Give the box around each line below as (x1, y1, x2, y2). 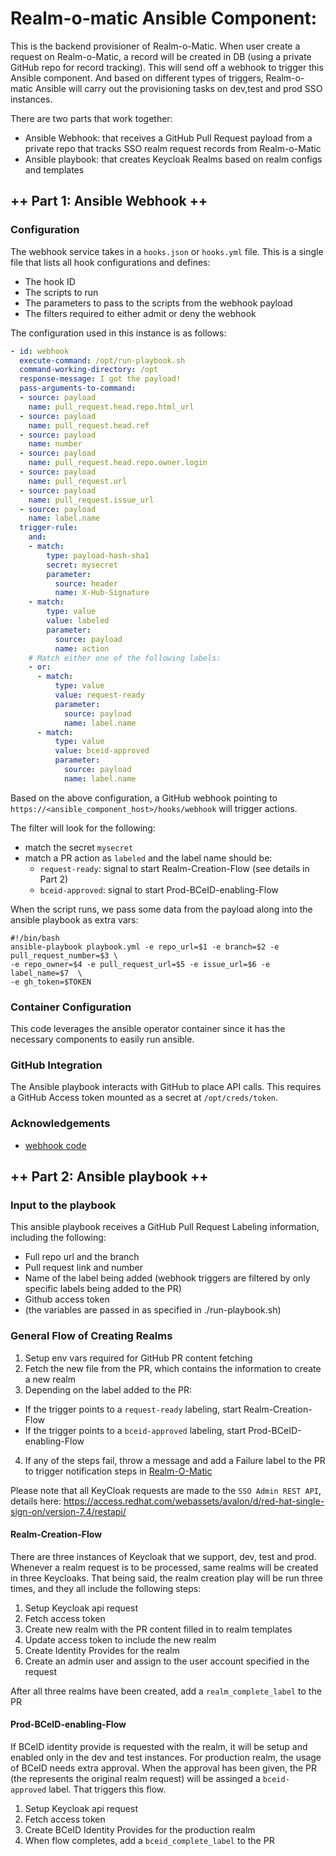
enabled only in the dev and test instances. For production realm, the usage (10, 1752, 322, 1764)
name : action (54, 643, 110, 654)
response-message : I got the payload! (19, 374, 182, 384)
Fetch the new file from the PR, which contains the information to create (24, 1362, 322, 1374)
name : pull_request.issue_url (28, 495, 155, 505)
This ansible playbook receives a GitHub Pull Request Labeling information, (10, 1221, 320, 1233)
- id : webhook (10, 346, 70, 356)
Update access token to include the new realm (24, 1633, 217, 1646)
